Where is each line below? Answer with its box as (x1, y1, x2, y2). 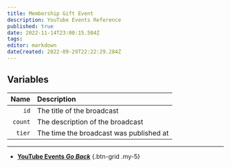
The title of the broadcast (36, 106, 119, 115)
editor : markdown (7, 42, 57, 49)
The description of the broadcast (36, 117, 144, 126)
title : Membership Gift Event (7, 10, 94, 17)
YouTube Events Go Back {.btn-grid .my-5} (16, 152, 141, 160)
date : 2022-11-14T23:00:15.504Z (7, 29, 100, 36)
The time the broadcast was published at (36, 128, 169, 137)
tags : (7, 36, 23, 43)
